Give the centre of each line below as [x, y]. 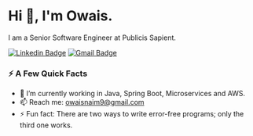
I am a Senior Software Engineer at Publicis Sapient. [92, 38]
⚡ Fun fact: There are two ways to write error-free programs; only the [132, 114]
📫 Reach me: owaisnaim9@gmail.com [82, 102]
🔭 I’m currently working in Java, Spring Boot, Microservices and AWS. [132, 94]
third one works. [46, 125]
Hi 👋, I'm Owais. [60, 16]
